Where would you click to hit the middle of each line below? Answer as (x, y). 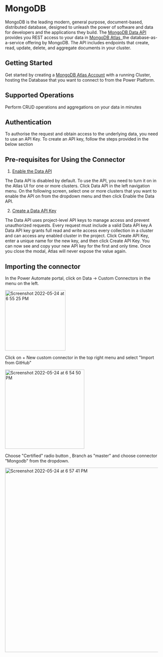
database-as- (144, 37)
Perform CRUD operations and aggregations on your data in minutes (73, 107)
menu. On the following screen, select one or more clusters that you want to (81, 191)
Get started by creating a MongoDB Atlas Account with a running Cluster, (78, 75)
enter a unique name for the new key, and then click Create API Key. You (77, 241)
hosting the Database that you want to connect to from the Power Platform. (80, 80)
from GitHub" (18, 363)
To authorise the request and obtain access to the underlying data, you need (81, 134)
